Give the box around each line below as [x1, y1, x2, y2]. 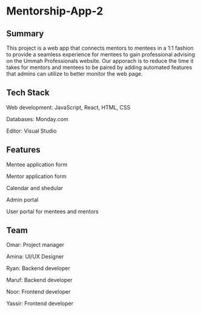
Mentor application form [6, 173, 67, 180]
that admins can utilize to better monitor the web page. [6, 70, 143, 77]
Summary [6, 28, 44, 39]
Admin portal [6, 196, 39, 203]
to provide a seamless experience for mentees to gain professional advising [6, 51, 196, 58]
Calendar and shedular [6, 184, 64, 191]
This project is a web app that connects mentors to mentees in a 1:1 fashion [6, 44, 194, 51]
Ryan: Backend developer [6, 265, 71, 272]
